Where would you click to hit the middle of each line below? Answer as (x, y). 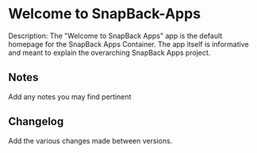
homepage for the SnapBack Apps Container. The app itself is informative (128, 44)
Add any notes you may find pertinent (70, 97)
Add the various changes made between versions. (90, 140)
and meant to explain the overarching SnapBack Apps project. (109, 52)
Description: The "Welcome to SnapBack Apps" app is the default (115, 36)
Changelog (36, 122)
